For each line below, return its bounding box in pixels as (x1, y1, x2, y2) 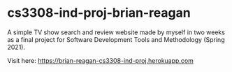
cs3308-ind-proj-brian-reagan (7, 5, 191, 21)
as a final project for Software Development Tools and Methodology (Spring (7, 35, 225, 43)
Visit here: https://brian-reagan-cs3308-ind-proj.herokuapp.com (7, 56, 194, 64)
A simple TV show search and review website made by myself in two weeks (7, 28, 226, 36)
